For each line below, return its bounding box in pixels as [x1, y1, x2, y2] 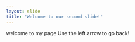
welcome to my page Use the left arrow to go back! [6, 29, 130, 36]
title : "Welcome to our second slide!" [6, 14, 103, 20]
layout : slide [6, 8, 41, 14]
